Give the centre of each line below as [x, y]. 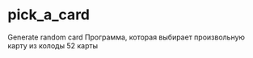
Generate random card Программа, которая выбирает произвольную [126, 37]
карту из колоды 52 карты [53, 45]
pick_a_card [49, 15]
